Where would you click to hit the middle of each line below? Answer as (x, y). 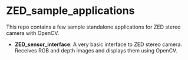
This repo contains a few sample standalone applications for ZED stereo (93, 27)
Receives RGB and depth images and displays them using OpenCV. (96, 50)
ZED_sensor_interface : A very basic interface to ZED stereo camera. (98, 44)
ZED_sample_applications (70, 11)
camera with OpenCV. (33, 33)
